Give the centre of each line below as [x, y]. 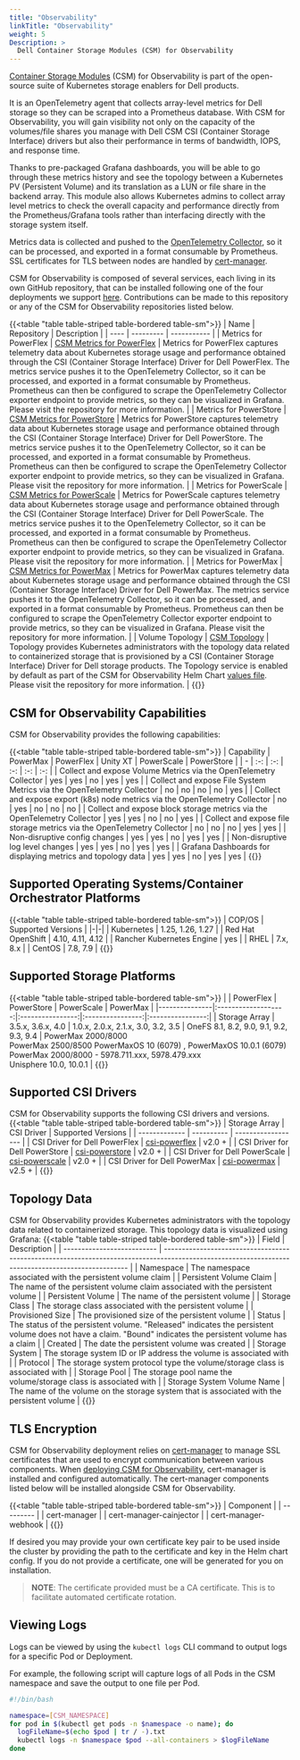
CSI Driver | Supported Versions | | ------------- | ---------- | [121, 1133]
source [22, 86]
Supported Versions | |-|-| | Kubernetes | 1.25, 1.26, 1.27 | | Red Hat [132, 929]
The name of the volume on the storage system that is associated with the [146, 1391]
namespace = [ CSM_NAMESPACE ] [59, 1715]
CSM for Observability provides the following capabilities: [115, 734]
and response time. [45, 151]
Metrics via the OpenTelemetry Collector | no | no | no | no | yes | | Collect [145, 789]
